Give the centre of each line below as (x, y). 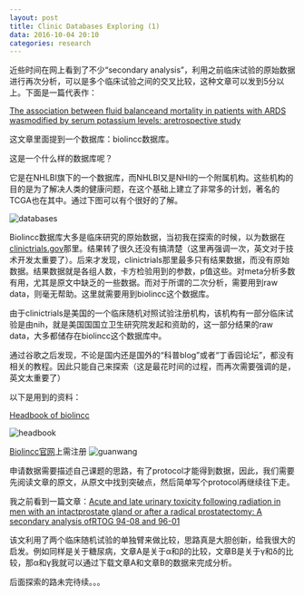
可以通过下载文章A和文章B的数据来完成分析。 (152, 562)
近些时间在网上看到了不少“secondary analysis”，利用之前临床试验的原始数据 (152, 70)
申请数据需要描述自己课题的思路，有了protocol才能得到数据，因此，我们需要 (152, 471)
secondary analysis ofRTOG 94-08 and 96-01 (95, 522)
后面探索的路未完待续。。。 (57, 582)
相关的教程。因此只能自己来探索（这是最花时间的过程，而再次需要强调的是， (152, 366)
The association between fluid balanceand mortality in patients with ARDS (148, 111)
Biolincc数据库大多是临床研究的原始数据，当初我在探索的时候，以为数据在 (147, 238)
